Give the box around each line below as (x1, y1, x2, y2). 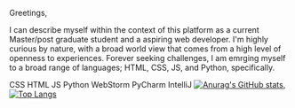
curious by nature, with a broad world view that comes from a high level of (9, 43, 282, 54)
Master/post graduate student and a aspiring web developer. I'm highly (9, 35, 269, 44)
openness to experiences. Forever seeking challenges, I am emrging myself (9, 53, 286, 63)
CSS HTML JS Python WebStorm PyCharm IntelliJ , (9, 80, 286, 89)
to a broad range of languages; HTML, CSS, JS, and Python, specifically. (9, 62, 275, 73)
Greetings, (9, 8, 48, 18)
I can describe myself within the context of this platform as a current (9, 25, 259, 35)
